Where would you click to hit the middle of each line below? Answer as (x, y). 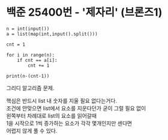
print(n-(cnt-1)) (28, 76)
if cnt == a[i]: (37, 60)
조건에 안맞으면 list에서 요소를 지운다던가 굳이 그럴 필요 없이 (76, 108)
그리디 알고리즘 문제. (30, 88)
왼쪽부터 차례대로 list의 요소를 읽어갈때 (52, 115)
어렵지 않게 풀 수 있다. (32, 130)
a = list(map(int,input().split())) (52, 34)
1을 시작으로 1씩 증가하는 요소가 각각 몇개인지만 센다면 (69, 123)
